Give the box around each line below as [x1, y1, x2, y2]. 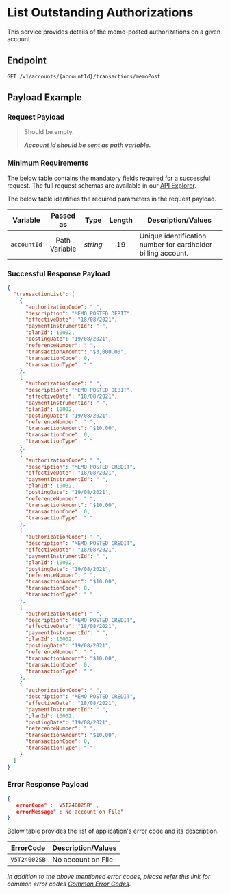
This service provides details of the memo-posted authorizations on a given [7, 27, 221, 36]
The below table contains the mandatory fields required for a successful [7, 174, 211, 182]
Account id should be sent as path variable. [23, 141, 152, 149]
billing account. [139, 248, 189, 258]
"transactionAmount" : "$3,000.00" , [25, 348, 127, 355]
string [84, 239, 103, 249]
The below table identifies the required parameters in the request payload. [7, 194, 217, 203]
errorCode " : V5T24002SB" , [16, 802, 99, 809]
